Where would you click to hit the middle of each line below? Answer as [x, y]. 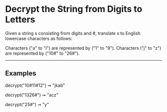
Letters [20, 19]
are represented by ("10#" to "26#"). [42, 53]
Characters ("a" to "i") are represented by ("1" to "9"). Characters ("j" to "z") [83, 48]
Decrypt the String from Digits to [74, 9]
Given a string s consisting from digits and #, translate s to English [73, 33]
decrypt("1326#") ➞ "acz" [32, 95]
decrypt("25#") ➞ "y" [27, 104]
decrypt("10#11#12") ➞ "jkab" [35, 85]
